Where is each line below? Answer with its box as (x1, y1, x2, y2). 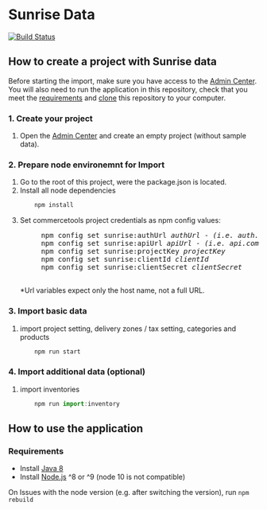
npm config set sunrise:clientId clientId (41, 255, 209, 264)
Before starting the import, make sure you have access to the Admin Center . (8, 76, 257, 85)
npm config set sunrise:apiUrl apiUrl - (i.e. (41, 239, 226, 248)
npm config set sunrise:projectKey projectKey (41, 247, 226, 256)
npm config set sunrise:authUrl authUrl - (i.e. (41, 231, 234, 240)
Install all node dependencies (19, 185, 117, 196)
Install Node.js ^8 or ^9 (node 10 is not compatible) (19, 472, 185, 482)
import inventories (19, 384, 80, 394)
